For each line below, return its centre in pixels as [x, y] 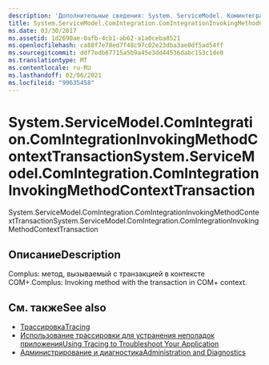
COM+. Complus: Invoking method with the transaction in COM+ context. [128, 283]
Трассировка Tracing [55, 327]
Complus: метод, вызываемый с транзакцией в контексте [107, 274]
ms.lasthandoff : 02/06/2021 [55, 75]
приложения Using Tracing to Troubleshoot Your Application [119, 344]
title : [19, 23]
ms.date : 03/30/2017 [43, 30]
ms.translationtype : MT [48, 61]
